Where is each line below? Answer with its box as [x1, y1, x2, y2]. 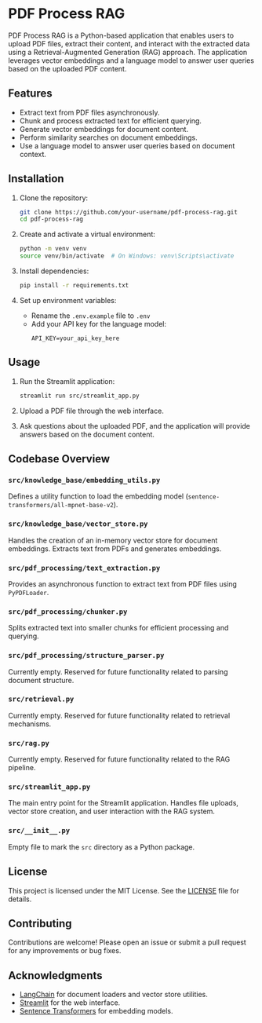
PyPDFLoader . [8, 587, 49, 597]
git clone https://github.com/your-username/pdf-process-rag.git [19, 208, 238, 216]
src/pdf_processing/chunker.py [8, 607, 128, 616]
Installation [8, 172, 64, 185]
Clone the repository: [19, 193, 89, 203]
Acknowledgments [8, 969, 104, 982]
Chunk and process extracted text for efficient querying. [19, 115, 202, 126]
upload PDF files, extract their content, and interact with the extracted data [8, 38, 250, 48]
